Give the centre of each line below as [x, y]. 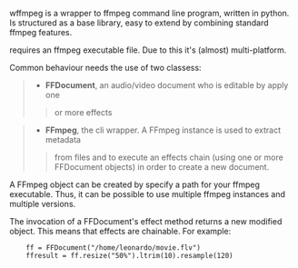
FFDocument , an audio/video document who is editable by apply [167, 85]
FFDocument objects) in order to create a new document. [162, 167]
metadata [63, 139]
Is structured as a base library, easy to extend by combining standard [139, 23]
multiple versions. [43, 204]
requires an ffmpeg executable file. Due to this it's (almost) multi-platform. [148, 50]
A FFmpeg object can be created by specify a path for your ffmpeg [135, 184]
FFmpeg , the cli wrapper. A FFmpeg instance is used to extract [163, 130]
